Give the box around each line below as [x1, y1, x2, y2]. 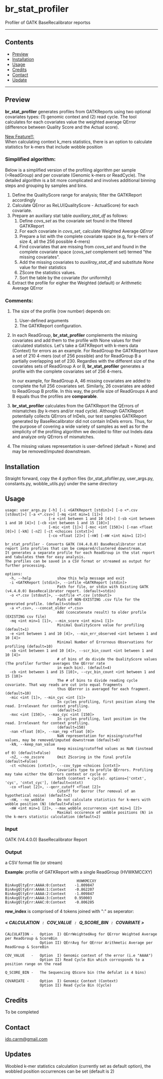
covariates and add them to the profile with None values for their [12, 337, 142, 344]
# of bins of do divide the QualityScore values [57, 657, 158, 661]
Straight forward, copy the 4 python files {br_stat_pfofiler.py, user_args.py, [5, 475, 154, 481]
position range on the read [5, 962, 62, 967]
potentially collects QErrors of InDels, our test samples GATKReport [12, 413, 147, 419]
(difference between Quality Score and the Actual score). [5, 124, 119, 130]
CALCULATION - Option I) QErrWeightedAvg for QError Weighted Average [5, 932, 158, 937]
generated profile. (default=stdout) [5, 601, 81, 606]
